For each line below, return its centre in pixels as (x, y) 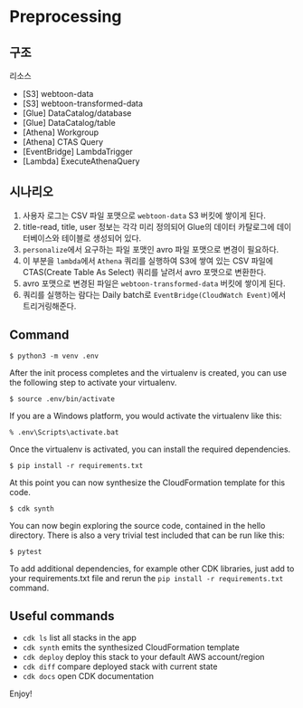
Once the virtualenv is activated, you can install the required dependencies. (150, 449)
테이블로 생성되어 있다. (102, 238)
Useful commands (62, 616)
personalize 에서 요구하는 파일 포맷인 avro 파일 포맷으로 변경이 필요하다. (151, 249)
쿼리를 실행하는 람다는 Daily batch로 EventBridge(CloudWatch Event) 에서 (154, 294)
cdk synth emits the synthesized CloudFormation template (131, 647)
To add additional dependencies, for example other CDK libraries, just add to (152, 569)
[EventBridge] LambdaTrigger (77, 152)
